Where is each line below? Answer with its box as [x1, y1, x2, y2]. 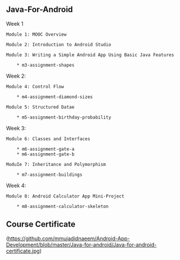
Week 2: [6, 72, 26, 79]
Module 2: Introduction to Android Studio [6, 41, 111, 47]
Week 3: [6, 124, 26, 131]
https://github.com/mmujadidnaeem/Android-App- [8, 235, 130, 242]
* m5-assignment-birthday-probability [16, 114, 111, 120]
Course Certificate [6, 219, 76, 230]
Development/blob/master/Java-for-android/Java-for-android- [6, 241, 157, 248]
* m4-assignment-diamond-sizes [16, 93, 93, 100]
